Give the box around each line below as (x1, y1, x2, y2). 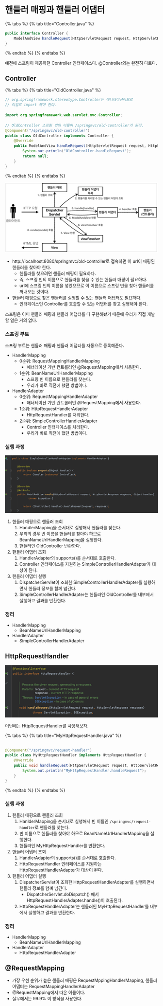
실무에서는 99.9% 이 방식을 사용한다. (12, 996, 82, 1002)
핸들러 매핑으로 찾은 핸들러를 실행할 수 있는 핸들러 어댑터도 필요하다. (12, 295, 142, 301)
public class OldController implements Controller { (5, 133, 114, 138)
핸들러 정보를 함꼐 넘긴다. (19, 885, 68, 891)
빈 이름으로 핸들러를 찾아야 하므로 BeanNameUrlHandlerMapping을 (19, 830, 149, 837)
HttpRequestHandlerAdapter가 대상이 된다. (19, 867, 103, 873)
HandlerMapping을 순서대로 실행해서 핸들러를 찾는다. (19, 525, 122, 531)
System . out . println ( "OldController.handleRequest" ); (22, 149, 131, 154)
